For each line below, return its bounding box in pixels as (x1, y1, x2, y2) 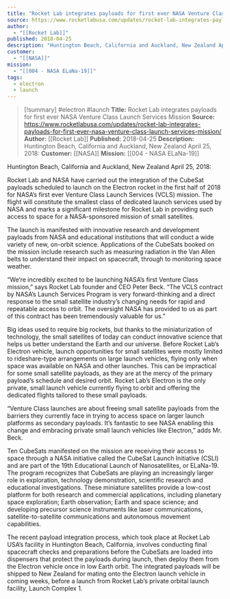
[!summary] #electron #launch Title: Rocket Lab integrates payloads (23, 106, 217, 114)
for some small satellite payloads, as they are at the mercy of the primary (7, 369, 213, 378)
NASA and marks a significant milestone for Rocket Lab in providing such (7, 205, 214, 214)
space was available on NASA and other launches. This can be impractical (7, 362, 217, 370)
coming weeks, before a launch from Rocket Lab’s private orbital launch (7, 577, 209, 585)
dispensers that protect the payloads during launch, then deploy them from (7, 555, 219, 563)
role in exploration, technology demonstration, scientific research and (7, 476, 203, 484)
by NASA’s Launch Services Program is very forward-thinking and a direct (7, 290, 216, 299)
